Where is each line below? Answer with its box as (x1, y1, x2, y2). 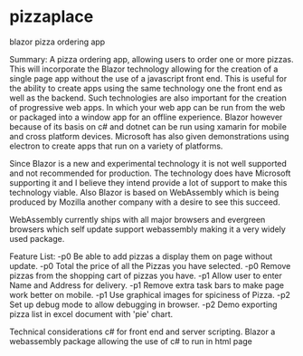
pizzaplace (9, 6, 94, 27)
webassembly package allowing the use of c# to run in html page (9, 335, 253, 346)
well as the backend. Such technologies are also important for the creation (9, 92, 287, 103)
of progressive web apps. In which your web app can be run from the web (9, 101, 286, 112)
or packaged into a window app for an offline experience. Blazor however (9, 111, 283, 122)
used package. (9, 233, 65, 244)
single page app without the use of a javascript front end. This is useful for (9, 72, 288, 83)
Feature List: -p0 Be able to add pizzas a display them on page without (9, 251, 273, 262)
